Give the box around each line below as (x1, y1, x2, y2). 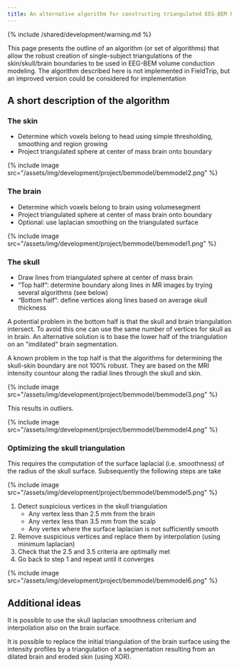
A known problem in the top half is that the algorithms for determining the (7, 353, 223, 362)
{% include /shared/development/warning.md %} (7, 30, 152, 38)
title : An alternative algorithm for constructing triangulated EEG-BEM (7, 10, 228, 18)
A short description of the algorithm (7, 95, 170, 107)
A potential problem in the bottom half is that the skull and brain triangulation (7, 317, 232, 325)
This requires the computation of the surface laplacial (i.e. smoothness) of (7, 459, 225, 468)
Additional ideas (7, 597, 82, 609)
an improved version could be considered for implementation (7, 74, 186, 83)
